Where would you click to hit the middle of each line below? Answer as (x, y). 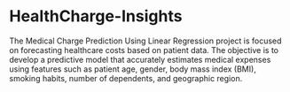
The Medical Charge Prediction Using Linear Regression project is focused (145, 41)
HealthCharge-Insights (96, 16)
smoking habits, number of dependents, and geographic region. (126, 78)
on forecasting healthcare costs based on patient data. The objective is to (144, 50)
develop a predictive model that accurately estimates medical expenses (140, 59)
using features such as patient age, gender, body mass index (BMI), (133, 69)
